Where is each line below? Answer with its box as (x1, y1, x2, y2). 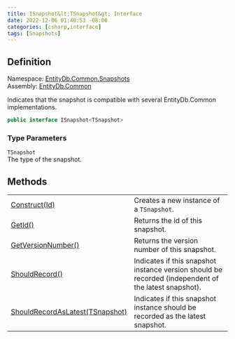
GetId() (10, 220, 35, 230)
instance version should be (134, 265, 222, 274)
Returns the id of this (134, 215, 203, 225)
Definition (7, 55, 51, 67)
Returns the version (134, 236, 199, 246)
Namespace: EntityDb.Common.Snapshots (7, 74, 130, 83)
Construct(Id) (10, 200, 55, 210)
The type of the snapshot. (7, 155, 83, 164)
